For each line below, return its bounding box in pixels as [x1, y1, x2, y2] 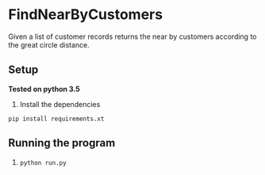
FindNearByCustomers [8, 6, 163, 24]
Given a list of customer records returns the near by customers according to [8, 32, 257, 41]
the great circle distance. [8, 40, 90, 49]
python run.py [19, 158, 67, 167]
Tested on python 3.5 [8, 84, 81, 93]
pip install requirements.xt [8, 115, 105, 123]
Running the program [8, 136, 116, 150]
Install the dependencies [19, 99, 101, 108]
